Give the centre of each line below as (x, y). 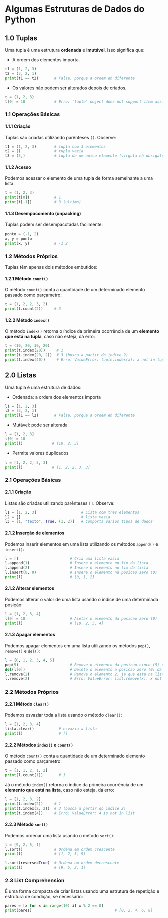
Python (20, 19)
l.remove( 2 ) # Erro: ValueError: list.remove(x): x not (84, 679)
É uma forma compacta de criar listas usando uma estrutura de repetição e (82, 891)
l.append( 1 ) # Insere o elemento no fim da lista (77, 563)
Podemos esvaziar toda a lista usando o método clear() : (64, 715)
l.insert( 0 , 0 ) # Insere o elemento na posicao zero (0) (81, 572)
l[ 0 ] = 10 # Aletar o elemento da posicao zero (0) (81, 619)
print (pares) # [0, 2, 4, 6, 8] (79, 911)
